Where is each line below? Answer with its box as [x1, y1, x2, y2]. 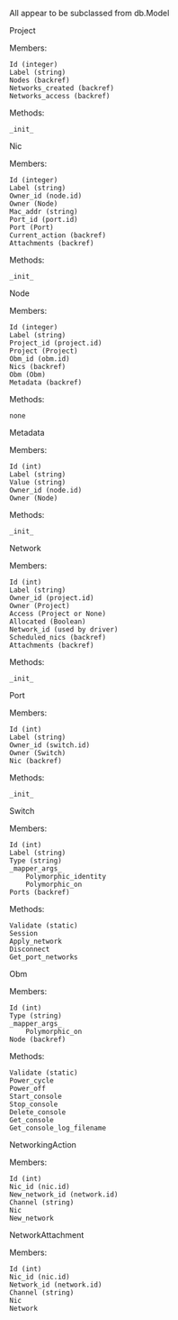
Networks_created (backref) [9, 84, 115, 93]
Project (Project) [9, 346, 78, 355]
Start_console [9, 1092, 63, 1101]
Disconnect [9, 945, 50, 954]
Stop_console [9, 1100, 58, 1109]
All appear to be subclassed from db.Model [9, 8, 170, 18]
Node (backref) [9, 1035, 67, 1044]
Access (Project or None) [9, 609, 106, 618]
